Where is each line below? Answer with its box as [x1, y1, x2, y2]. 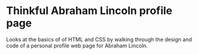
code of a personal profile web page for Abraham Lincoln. [6, 42, 148, 49]
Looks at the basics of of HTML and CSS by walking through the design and [6, 36, 192, 43]
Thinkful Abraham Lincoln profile [6, 4, 172, 18]
